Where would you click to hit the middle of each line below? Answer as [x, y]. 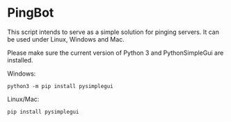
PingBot [31, 13]
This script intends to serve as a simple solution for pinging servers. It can [113, 32]
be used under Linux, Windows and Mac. [66, 39]
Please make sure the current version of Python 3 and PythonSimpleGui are [115, 53]
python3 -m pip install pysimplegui [60, 86]
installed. [20, 60]
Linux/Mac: [23, 99]
